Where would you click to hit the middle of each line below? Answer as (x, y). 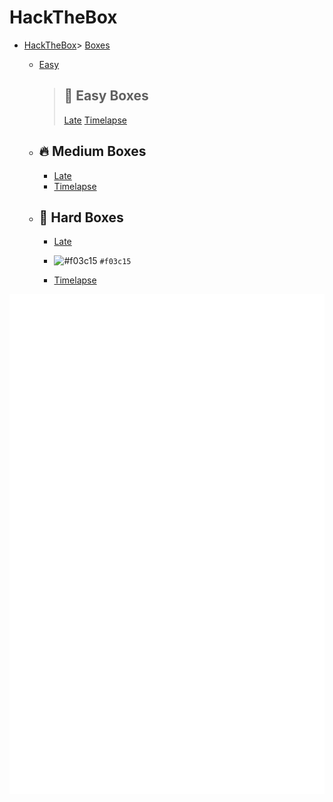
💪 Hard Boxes (81, 217)
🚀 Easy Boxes (106, 96)
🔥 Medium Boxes (92, 151)
